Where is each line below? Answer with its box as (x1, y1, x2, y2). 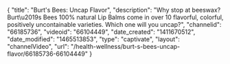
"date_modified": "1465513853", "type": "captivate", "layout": (7, 35, 180, 43)
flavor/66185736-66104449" (7, 50, 88, 58)
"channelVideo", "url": (7, 43, 70, 50)
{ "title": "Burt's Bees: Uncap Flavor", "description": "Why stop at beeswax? (7, 6, 221, 14)
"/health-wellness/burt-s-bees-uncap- (71, 43, 181, 50)
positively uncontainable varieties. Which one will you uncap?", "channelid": (7, 21, 222, 28)
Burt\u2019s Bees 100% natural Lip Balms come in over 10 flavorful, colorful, (7, 13, 224, 21)
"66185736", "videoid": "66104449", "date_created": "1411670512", (7, 28, 196, 36)
